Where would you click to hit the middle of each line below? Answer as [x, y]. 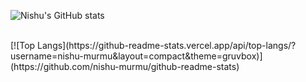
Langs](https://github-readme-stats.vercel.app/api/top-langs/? [167, 45]
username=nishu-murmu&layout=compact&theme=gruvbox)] [136, 56]
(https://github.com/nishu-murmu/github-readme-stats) [125, 66]
